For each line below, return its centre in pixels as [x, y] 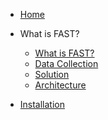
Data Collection [66, 63]
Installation [42, 104]
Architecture [60, 85]
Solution [52, 74]
